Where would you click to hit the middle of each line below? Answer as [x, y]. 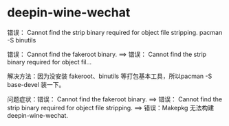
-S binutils [22, 40]
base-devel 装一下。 [36, 84]
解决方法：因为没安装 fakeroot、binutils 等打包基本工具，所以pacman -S [110, 76]
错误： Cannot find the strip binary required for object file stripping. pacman [115, 32]
